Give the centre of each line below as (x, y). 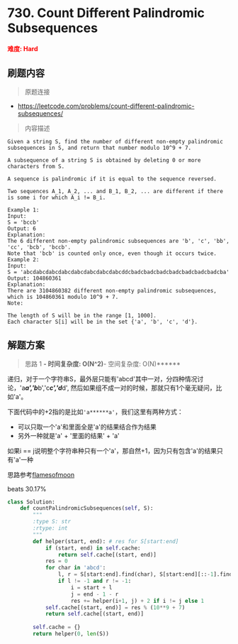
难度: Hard (23, 48)
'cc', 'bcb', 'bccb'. (39, 247)
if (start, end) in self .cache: (93, 548)
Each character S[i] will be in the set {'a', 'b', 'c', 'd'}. (103, 322)
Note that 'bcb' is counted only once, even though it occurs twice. (112, 253)
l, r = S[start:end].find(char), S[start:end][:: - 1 (136, 574)
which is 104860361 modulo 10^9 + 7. (63, 297)
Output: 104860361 (34, 278)
